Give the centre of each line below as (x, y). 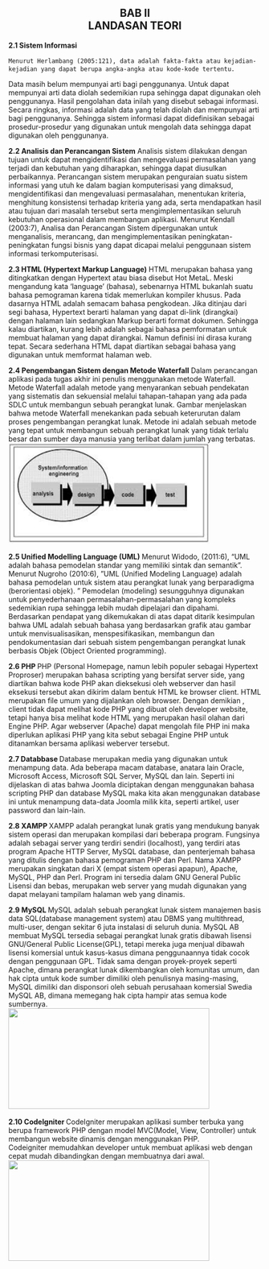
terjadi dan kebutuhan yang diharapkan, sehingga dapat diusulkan (118, 167)
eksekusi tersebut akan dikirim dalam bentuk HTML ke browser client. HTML (135, 692)
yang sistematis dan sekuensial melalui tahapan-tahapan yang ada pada (128, 396)
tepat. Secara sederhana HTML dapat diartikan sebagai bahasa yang (122, 346)
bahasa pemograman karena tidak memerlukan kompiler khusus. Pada (125, 295)
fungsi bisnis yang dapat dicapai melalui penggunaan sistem (151, 245)
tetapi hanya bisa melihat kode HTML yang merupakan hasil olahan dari (126, 717)
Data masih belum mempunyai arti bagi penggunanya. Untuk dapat (119, 84)
